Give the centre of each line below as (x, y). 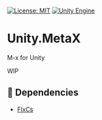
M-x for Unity (26, 57)
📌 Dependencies (43, 93)
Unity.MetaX (44, 39)
